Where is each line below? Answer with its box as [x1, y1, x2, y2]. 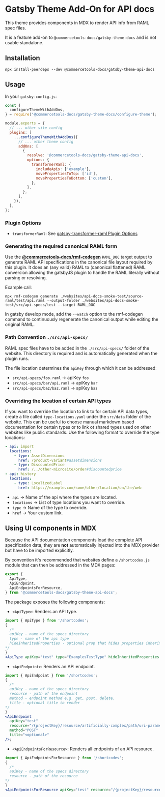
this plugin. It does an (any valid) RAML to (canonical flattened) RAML [5, 265, 146, 270]
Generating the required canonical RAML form [5, 242, 117, 249]
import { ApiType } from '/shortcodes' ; [5, 618, 89, 623]
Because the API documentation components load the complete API [5, 537, 142, 543]
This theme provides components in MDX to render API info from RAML [5, 20, 150, 26]
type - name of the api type [9, 636, 69, 641]
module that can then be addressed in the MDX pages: [5, 562, 116, 568]
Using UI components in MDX [5, 524, 97, 532]
